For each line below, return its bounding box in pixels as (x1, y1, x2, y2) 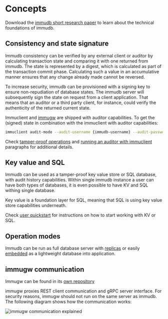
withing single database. (5, 187, 56, 193)
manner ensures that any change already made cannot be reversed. (5, 73, 145, 80)
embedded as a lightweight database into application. (5, 250, 116, 256)
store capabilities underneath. (5, 202, 67, 208)
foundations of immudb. (5, 24, 55, 30)
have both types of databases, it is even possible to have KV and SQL (5, 182, 148, 188)
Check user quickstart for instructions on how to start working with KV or (5, 212, 156, 218)
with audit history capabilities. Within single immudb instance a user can (5, 177, 154, 183)
